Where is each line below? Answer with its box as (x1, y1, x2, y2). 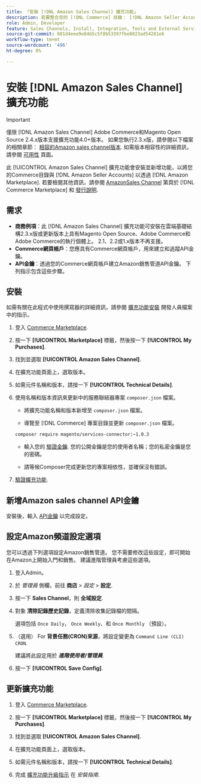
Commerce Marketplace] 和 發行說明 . (6, 186, 99, 193)
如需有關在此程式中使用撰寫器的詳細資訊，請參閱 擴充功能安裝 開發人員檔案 (6, 304, 193, 311)
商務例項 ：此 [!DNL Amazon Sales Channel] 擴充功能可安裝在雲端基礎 (14, 223, 187, 230)
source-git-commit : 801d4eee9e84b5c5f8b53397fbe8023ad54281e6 (6, 31, 165, 37)
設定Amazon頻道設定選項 (6, 531, 101, 542)
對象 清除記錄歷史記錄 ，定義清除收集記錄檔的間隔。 (14, 607, 142, 614)
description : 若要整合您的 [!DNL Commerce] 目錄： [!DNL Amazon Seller (6, 14, 181, 20)
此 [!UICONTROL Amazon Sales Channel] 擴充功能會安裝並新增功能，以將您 (6, 163, 193, 171)
